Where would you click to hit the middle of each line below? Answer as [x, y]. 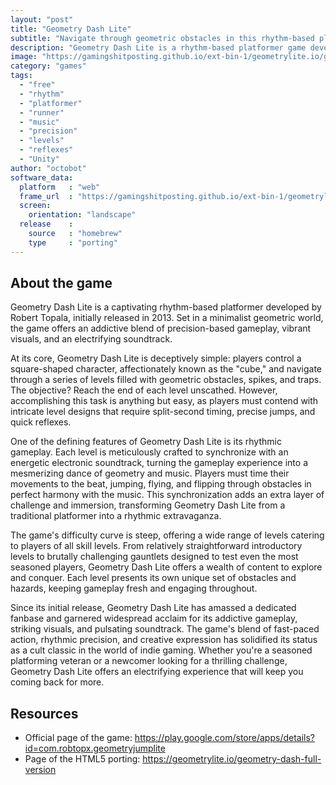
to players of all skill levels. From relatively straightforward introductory [156, 546]
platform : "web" [60, 187]
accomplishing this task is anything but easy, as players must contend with [164, 401]
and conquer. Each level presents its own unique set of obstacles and [153, 578]
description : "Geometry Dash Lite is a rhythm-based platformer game [158, 47]
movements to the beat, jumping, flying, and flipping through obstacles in [161, 484]
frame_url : [46, 196]
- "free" [37, 85]
